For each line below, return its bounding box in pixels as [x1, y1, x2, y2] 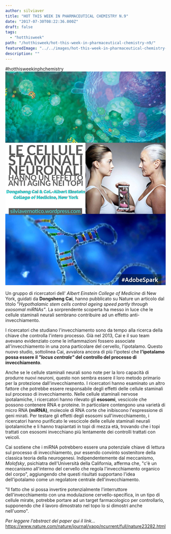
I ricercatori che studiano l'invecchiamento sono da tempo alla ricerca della [5, 327, 163, 333]
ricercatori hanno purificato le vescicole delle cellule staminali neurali [5, 418, 150, 424]
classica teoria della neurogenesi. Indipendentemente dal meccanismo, [5, 455, 155, 461]
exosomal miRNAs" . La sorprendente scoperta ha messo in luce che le [5, 306, 154, 312]
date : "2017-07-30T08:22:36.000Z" [5, 19, 79, 24]
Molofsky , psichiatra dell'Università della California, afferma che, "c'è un [5, 460, 157, 466]
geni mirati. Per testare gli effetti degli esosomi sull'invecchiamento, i [5, 412, 150, 419]
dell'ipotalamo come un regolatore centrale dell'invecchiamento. [5, 476, 140, 483]
